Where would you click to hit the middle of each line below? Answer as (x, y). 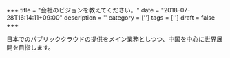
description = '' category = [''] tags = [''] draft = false (139, 18)
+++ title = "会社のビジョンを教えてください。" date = (83, 10)
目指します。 (36, 47)
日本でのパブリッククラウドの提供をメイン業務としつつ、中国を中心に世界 (112, 39)
